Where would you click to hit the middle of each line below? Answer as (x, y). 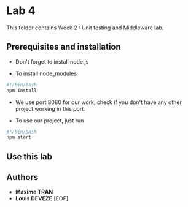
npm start (19, 137)
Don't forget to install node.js (52, 61)
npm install (22, 90)
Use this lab (29, 156)
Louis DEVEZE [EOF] (42, 198)
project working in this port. (50, 108)
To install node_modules (46, 73)
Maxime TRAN (34, 192)
